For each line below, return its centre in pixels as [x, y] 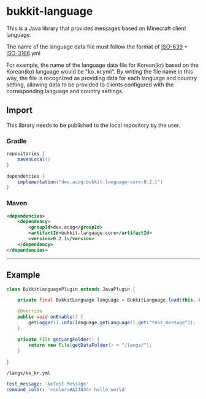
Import [19, 111]
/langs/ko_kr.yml [29, 373]
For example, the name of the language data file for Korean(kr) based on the [103, 65]
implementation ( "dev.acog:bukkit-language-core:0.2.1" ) [90, 182]
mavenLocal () [34, 159]
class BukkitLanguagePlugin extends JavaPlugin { [71, 289]
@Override [30, 311]
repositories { [26, 154]
